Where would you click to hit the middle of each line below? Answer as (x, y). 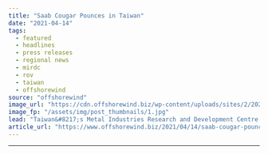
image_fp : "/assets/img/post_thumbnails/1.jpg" (89, 113)
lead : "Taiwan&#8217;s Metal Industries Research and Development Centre (134, 120)
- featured (33, 38)
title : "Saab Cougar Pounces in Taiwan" (77, 16)
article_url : (30, 127)
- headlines (35, 45)
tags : (17, 30)
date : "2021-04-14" (41, 23)
